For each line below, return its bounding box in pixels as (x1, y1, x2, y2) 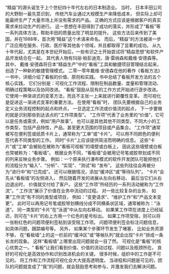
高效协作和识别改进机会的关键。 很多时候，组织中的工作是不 (31, 251, 157, 257)
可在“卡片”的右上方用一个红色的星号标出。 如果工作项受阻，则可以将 (18, 213, 161, 219)
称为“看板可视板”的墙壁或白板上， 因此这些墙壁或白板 (50, 144, 162, 149)
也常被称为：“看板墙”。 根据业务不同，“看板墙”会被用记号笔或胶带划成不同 (5, 150, 160, 156)
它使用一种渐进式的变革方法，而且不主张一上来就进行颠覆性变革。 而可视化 (5, 93, 161, 99)
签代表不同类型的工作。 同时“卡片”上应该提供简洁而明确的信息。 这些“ (5, 137, 151, 143)
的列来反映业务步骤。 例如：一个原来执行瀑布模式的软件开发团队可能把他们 (5, 156, 161, 162)
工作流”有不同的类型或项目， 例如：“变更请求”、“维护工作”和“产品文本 (12, 194, 157, 200)
